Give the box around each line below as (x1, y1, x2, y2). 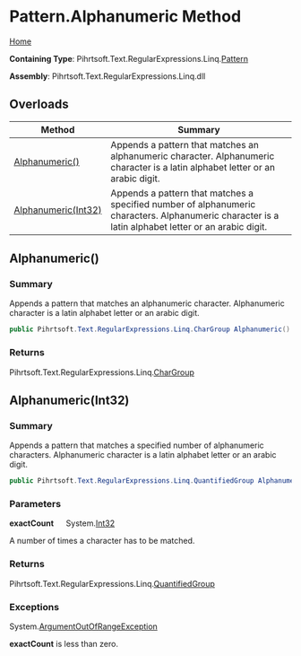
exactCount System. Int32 (9, 518, 115, 529)
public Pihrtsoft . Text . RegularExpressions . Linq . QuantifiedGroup (9, 477, 254, 485)
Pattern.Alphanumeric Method (9, 6, 242, 27)
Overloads (9, 97, 69, 112)
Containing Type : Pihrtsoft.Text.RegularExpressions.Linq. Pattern (9, 53, 249, 64)
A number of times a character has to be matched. (9, 536, 195, 547)
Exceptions (9, 600, 60, 613)
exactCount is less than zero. (9, 639, 119, 650)
